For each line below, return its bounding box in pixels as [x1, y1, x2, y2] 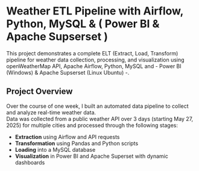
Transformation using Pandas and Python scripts [14, 140, 139, 147]
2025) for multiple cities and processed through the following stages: [6, 122, 178, 129]
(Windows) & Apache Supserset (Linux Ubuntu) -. [6, 69, 130, 76]
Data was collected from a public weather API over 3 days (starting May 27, [6, 115, 194, 122]
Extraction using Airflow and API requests [14, 133, 120, 140]
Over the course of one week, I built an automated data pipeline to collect [6, 102, 189, 110]
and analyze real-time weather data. [6, 108, 96, 116]
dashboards [14, 158, 45, 166]
